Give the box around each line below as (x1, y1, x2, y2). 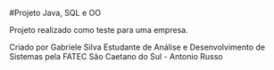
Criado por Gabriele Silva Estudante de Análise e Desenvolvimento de (9, 42, 266, 52)
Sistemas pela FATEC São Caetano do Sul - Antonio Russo (9, 51, 223, 61)
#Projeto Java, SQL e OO (9, 8, 101, 18)
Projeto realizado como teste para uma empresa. (9, 25, 189, 35)
